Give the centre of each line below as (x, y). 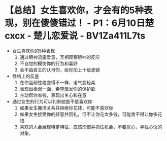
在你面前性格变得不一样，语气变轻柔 (58, 82)
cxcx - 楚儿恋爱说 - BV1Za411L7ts (75, 36)
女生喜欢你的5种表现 (34, 51)
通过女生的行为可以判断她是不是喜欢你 (52, 101)
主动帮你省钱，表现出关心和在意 (53, 95)
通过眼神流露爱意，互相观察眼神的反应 (60, 57)
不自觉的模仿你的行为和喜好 (49, 63)
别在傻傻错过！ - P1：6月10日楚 (88, 23)
